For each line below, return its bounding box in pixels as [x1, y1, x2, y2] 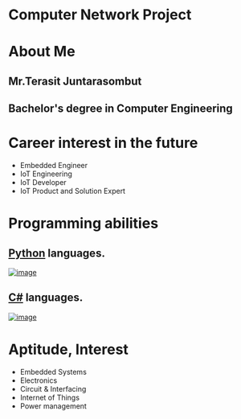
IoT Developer [19, 178, 67, 187]
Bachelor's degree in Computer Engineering [8, 102, 233, 116]
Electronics [19, 376, 58, 385]
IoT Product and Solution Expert [19, 187, 126, 196]
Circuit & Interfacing [19, 384, 87, 393]
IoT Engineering [19, 169, 72, 179]
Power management [19, 401, 87, 411]
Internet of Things [19, 392, 80, 402]
